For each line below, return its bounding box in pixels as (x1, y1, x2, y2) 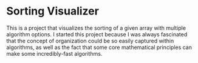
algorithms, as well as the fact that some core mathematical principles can (6, 44, 193, 51)
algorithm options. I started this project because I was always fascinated (6, 30, 188, 38)
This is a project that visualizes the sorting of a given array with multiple (6, 24, 186, 31)
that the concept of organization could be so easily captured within (6, 37, 174, 44)
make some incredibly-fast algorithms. (6, 50, 103, 57)
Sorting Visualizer (6, 4, 99, 18)
